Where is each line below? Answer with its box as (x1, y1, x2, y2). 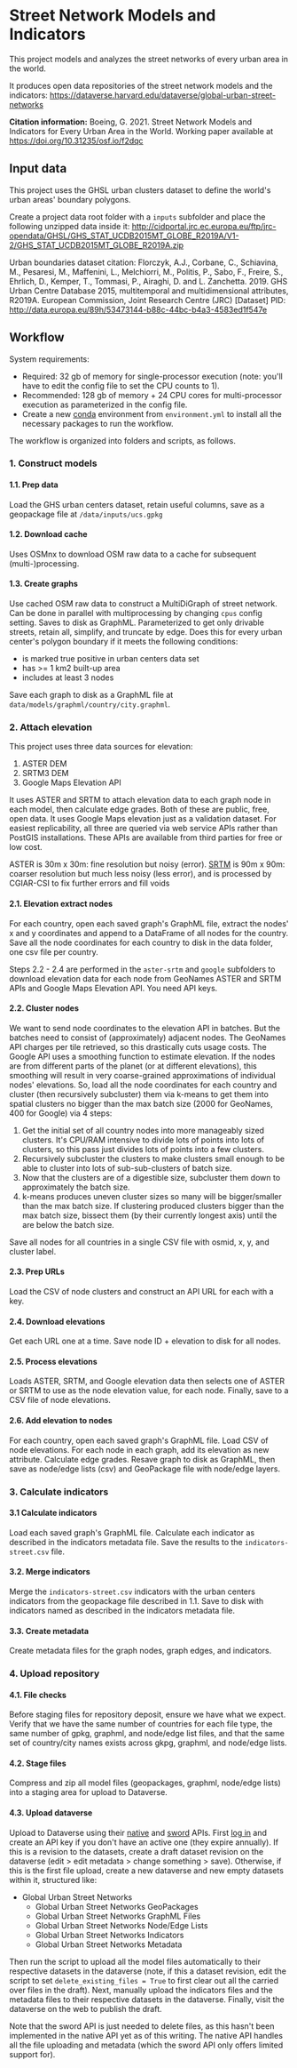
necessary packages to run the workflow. (21, 418, 174, 429)
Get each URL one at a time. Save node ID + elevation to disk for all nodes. (9, 1335, 281, 1347)
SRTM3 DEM (21, 768, 69, 779)
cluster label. (9, 1246, 57, 1256)
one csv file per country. (9, 946, 99, 957)
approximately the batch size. (21, 1182, 130, 1192)
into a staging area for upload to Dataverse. (9, 1787, 168, 1798)
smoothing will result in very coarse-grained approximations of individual (9, 1070, 277, 1080)
